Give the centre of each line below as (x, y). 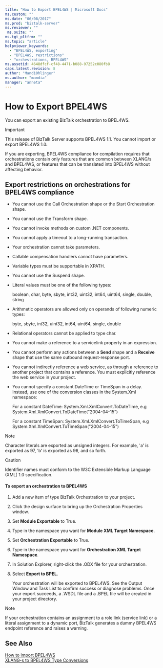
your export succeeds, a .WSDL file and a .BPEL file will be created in (82, 593)
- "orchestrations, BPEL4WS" (39, 60)
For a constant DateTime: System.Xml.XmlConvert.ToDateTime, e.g (79, 407)
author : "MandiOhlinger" (30, 73)
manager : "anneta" (24, 82)
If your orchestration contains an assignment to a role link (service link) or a (81, 618)
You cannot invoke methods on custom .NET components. (71, 228)
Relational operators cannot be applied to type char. (64, 334)
